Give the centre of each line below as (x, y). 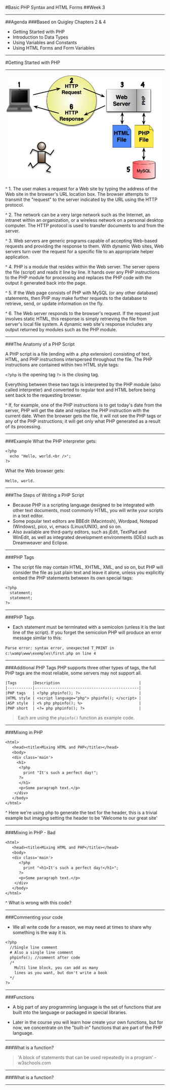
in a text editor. (28, 516)
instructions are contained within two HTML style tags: (62, 365)
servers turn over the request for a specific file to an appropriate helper (80, 252)
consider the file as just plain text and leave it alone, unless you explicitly (88, 572)
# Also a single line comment (41, 953)
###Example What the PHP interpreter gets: (51, 441)
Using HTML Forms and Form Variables (54, 48)
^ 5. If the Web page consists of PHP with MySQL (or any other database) (82, 293)
